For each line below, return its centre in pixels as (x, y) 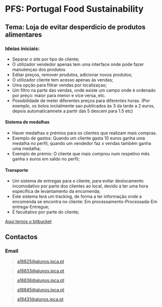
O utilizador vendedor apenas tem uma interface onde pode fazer (78, 64)
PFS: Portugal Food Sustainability (74, 9)
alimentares (24, 34)
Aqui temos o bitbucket (29, 222)
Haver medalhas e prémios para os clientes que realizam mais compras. (84, 133)
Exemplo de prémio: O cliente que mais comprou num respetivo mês (81, 154)
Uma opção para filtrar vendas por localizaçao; (60, 85)
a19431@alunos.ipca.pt (40, 299)
